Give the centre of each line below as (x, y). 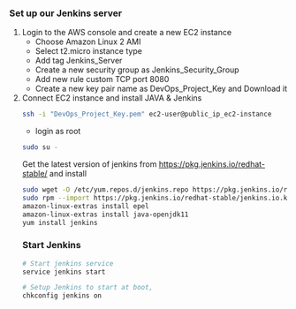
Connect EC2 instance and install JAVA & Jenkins (112, 98)
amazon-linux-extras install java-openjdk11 (105, 215)
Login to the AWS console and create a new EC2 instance (127, 33)
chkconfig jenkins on (61, 296)
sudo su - (40, 147)
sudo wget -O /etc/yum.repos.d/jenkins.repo (105, 190)
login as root (58, 132)
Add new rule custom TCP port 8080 (102, 79)
